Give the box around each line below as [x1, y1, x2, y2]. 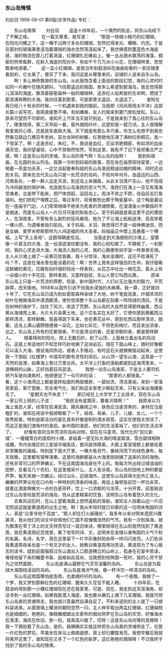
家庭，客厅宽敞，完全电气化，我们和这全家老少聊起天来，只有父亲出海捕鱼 [9, 385, 163, 391]
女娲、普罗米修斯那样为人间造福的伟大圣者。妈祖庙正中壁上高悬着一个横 [9, 228, 158, 234]
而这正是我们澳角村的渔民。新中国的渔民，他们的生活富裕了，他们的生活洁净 [5, 423, 163, 429]
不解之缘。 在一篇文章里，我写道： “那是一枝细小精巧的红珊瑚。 [9, 34, 159, 40]
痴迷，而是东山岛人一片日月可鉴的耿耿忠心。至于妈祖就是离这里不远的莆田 [9, 209, 163, 215]
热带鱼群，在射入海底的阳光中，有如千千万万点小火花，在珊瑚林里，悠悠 [13, 59, 163, 65]
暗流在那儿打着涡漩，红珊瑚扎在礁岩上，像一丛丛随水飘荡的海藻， [22, 53, 158, 59]
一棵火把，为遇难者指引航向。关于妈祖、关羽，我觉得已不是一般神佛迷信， [5, 222, 158, 228]
